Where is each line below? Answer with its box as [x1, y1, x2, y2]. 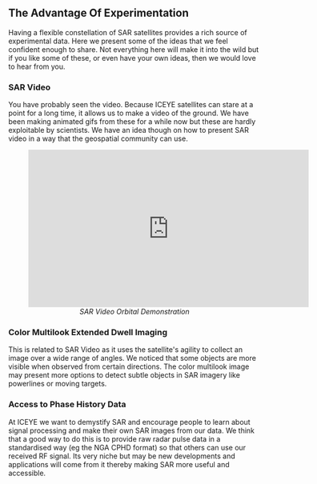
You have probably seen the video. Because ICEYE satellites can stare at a [8, 100, 254, 110]
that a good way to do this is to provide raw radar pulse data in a [8, 434, 221, 443]
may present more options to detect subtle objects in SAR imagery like [8, 370, 240, 380]
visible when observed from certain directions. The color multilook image [8, 362, 250, 371]
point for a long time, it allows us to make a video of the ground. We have [8, 108, 250, 118]
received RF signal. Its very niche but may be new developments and [8, 451, 236, 461]
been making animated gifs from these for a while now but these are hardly [8, 117, 256, 126]
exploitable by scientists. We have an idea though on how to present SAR [8, 126, 250, 135]
